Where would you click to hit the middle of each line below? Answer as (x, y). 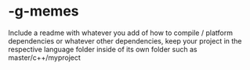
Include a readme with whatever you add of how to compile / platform (121, 33)
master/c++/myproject (44, 58)
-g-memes (44, 11)
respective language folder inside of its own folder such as (103, 49)
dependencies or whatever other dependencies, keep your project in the (125, 40)
